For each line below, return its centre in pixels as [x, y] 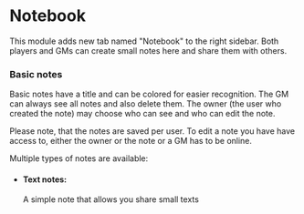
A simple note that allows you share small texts [110, 199]
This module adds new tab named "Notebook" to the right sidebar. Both [144, 41]
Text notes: [45, 179]
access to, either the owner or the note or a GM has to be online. [131, 141]
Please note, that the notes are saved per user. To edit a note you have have [152, 131]
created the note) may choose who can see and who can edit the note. [142, 114]
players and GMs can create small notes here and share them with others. [148, 50]
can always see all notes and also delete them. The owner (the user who [146, 104]
